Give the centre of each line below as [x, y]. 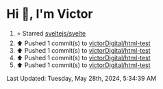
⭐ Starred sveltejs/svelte [51, 33]
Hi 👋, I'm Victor [50, 14]
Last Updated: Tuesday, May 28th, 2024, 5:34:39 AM [81, 78]
